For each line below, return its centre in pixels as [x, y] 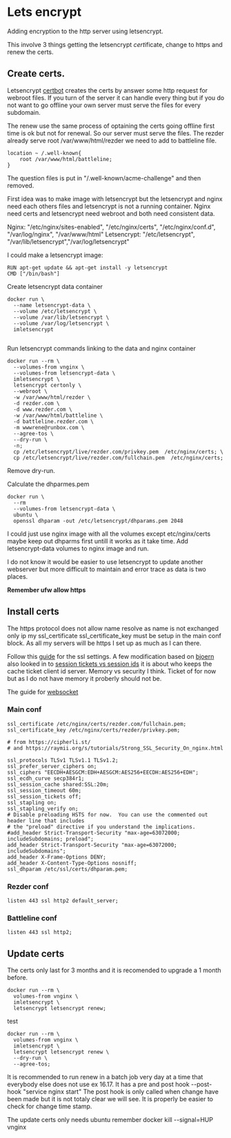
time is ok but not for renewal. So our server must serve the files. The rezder [115, 133]
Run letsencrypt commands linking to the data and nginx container [102, 348]
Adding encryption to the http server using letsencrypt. [85, 31]
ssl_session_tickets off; [44, 796]
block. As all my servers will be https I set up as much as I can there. [104, 643]
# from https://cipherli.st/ [49, 742]
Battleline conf [32, 918]
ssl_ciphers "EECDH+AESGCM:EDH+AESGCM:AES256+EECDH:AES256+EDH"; [103, 772]
